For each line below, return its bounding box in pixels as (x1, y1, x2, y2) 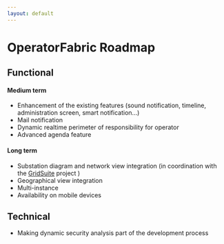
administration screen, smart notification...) (17, 109, 140, 117)
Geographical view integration (17, 176, 103, 184)
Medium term (7, 86, 47, 94)
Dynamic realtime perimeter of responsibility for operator (17, 123, 179, 131)
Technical (7, 211, 50, 222)
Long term (7, 146, 38, 155)
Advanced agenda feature (17, 131, 92, 139)
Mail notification (17, 116, 63, 124)
